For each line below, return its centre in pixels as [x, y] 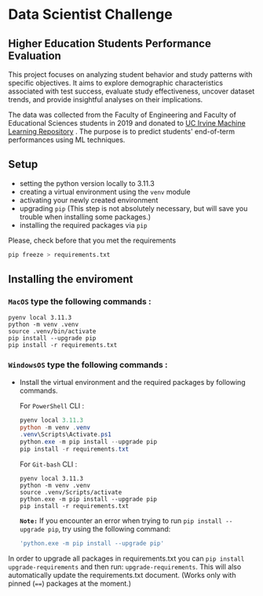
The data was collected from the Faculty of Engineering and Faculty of [122, 115]
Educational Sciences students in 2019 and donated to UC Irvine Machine [127, 123]
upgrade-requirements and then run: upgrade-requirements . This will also [125, 566]
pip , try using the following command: [110, 529]
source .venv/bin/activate [52, 331]
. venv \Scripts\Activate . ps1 [65, 435]
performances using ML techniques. [67, 140]
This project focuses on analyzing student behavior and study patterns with [130, 75]
